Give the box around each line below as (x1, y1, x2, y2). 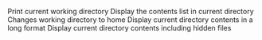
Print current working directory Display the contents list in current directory (7, 7, 254, 16)
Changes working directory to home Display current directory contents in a (7, 15, 253, 24)
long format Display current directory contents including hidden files (7, 24, 232, 32)
